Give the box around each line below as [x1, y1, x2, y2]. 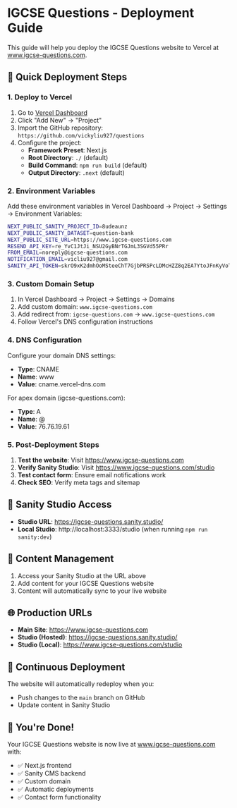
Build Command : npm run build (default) [28, 161, 147, 169]
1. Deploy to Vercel [7, 92, 73, 102]
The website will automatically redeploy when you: [7, 680, 154, 688]
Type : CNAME [17, 365, 60, 373]
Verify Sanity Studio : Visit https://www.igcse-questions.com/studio [17, 463, 215, 472]
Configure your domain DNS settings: [7, 351, 116, 360]
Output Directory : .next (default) [28, 168, 125, 177]
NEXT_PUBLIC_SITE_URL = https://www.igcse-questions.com [7, 236, 172, 243]
